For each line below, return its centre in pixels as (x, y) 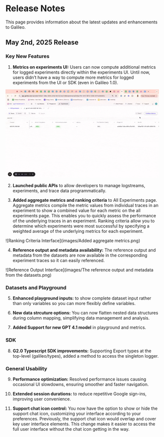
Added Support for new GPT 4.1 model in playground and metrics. (79, 327)
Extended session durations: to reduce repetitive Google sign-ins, (80, 394)
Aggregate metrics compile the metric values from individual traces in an (85, 206)
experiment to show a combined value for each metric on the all (76, 210)
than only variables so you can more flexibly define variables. (74, 304)
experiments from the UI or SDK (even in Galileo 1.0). (65, 82)
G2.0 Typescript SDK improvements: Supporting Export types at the (82, 351)
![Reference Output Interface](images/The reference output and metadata (80, 270)
